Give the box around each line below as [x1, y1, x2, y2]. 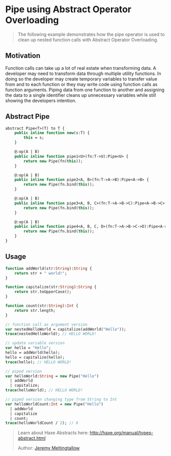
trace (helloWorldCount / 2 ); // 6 [5, 420, 79, 426]
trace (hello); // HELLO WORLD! [5, 359, 72, 365]
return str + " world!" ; [14, 271, 67, 276]
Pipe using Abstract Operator [5, 4, 132, 15]
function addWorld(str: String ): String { [5, 266, 93, 271]
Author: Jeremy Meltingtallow [17, 445, 80, 451]
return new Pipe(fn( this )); [23, 158, 83, 164]
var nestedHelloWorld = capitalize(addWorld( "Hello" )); [5, 327, 126, 332]
